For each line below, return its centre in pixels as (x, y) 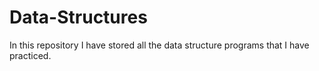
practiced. (30, 55)
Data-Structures (78, 17)
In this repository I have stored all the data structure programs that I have (159, 45)
